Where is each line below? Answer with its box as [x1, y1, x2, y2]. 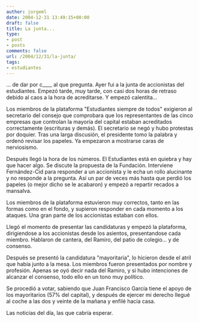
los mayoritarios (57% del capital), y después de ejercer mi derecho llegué [6, 291, 191, 299]
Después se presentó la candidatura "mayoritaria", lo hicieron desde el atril [6, 254, 191, 261]
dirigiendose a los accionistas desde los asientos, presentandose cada [6, 229, 181, 237]
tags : [6, 59, 20, 65]
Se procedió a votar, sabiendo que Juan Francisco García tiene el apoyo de [6, 285, 192, 292]
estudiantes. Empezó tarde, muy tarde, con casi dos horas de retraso [6, 88, 177, 95]
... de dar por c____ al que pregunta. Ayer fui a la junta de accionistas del [6, 81, 185, 88]
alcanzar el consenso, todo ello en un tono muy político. [6, 273, 144, 281]
